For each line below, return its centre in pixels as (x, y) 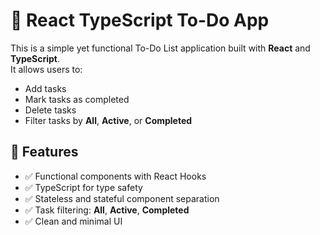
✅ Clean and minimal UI (73, 221)
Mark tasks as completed (77, 99)
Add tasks (45, 88)
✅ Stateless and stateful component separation (122, 198)
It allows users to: (46, 69)
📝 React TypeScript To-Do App (140, 20)
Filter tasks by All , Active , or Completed (108, 120)
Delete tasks (50, 110)
